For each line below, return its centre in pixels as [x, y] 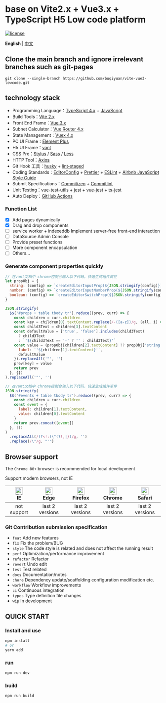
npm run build [20, 696]
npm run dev [17, 673]
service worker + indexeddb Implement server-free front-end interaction [86, 231]
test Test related [29, 570]
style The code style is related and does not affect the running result [83, 548]
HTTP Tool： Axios [31, 160]
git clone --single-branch [33, 78]
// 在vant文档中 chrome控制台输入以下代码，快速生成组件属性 [61, 277]
